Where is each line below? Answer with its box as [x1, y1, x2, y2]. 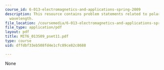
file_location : [5, 20, 36, 26]
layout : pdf [5, 29, 29, 34]
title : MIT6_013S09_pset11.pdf [5, 34, 69, 39]
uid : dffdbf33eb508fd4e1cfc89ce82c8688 [5, 43, 86, 48]
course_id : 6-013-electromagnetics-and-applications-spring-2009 [5, 7, 141, 12]
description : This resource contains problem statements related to [5, 12, 147, 16]
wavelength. [9, 16, 34, 21]
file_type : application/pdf [5, 25, 62, 30]
